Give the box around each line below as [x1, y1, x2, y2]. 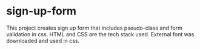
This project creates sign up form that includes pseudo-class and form [6, 24, 183, 31]
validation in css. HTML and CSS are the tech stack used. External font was [6, 30, 195, 38]
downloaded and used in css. [6, 37, 80, 44]
